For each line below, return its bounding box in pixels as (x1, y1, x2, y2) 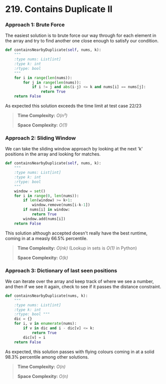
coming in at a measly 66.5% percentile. (5, 235, 88, 241)
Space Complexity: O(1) (17, 122, 68, 128)
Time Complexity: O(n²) (17, 113, 68, 119)
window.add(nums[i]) (23, 216, 66, 221)
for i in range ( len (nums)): (14, 75, 72, 80)
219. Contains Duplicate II (5, 3, 113, 15)
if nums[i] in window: (23, 207, 70, 212)
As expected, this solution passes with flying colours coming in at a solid (5, 349, 155, 355)
